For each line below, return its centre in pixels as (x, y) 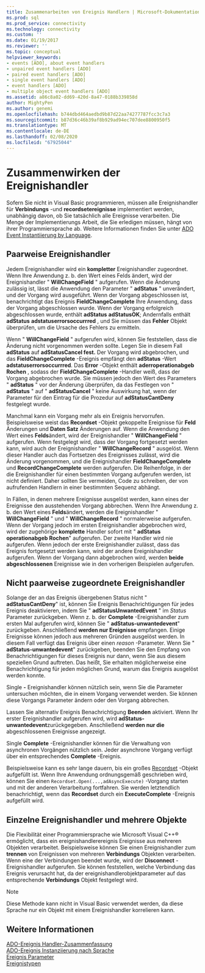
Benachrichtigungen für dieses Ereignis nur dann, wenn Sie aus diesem (96, 656)
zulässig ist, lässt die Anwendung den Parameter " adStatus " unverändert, (101, 288)
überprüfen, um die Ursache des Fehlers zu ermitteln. (74, 327)
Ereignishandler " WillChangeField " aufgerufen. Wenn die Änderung (93, 282)
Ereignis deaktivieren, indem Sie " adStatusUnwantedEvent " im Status (96, 610)
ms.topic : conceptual (34, 52)
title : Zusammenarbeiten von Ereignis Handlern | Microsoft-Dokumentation (103, 12)
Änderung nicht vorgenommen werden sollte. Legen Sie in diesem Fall (95, 345)
